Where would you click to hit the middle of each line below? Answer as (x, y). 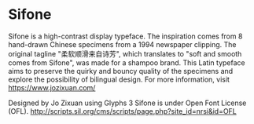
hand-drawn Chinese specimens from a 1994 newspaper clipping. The (122, 44)
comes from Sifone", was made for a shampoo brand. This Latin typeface (127, 62)
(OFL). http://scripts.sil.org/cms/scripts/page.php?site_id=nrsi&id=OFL (123, 111)
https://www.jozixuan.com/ (52, 87)
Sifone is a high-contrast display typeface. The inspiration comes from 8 (125, 36)
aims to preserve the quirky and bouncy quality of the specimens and (121, 71)
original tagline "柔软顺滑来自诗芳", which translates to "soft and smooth (125, 53)
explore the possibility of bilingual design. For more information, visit (119, 79)
